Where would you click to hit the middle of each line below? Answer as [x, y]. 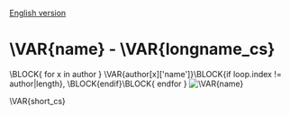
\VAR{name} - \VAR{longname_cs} [142, 49]
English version [38, 13]
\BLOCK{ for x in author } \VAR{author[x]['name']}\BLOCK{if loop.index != [145, 74]
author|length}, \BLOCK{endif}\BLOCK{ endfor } [98, 84]
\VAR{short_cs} [37, 101]
